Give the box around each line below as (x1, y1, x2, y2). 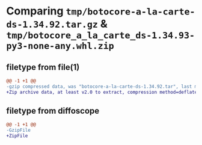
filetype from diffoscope (6, 106, 100, 116)
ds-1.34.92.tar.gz (6, 19, 98, 31)
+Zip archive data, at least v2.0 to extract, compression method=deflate (6, 89, 198, 95)
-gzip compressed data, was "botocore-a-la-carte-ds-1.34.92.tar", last (6, 83, 192, 90)
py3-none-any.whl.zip (6, 40, 114, 52)
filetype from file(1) (6, 62, 80, 72)
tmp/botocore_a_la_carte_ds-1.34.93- (6, 30, 195, 42)
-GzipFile (6, 128, 31, 134)
